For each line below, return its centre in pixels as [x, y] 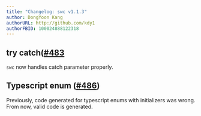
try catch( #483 [35, 52]
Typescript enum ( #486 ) [53, 86]
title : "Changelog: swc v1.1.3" [46, 12]
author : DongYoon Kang [34, 17]
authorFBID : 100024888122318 [43, 28]
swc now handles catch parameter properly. [60, 67]
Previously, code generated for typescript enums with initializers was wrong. [101, 100]
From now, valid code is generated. [49, 106]
